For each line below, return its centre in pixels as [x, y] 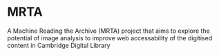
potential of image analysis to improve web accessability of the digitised [110, 38]
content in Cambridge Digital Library [59, 45]
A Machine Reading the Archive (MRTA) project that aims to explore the [109, 31]
